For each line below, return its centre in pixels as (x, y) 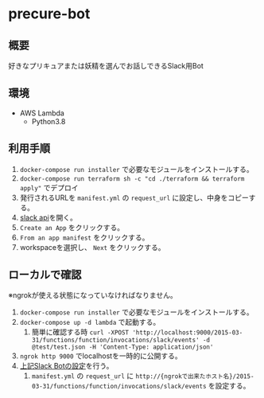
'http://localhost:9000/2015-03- (188, 333)
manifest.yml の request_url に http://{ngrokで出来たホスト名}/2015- (143, 376)
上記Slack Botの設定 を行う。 (66, 366)
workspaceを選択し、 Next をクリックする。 (92, 247)
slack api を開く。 (48, 217)
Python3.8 (49, 121)
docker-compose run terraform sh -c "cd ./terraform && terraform (132, 179)
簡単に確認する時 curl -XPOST (80, 332)
